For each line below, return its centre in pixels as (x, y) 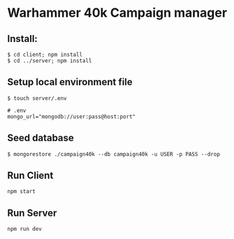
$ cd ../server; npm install (50, 61)
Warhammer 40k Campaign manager (117, 13)
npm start (22, 191)
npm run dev (24, 229)
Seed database (41, 138)
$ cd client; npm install (45, 55)
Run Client (30, 176)
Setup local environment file (70, 82)
